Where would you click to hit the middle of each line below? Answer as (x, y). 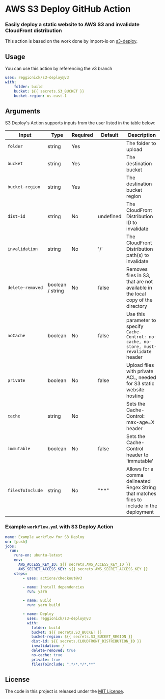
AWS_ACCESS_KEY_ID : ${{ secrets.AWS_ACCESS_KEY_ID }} (74, 565)
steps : (21, 574)
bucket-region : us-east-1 (41, 96)
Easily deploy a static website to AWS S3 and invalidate (72, 25)
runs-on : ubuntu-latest (38, 555)
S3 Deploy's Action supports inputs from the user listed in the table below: (80, 123)
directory (137, 306)
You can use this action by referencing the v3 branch (59, 69)
